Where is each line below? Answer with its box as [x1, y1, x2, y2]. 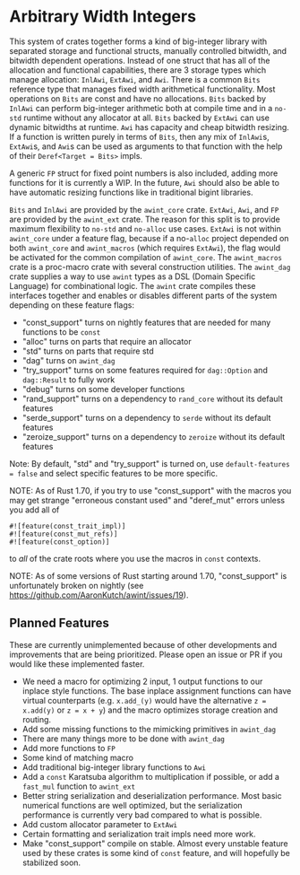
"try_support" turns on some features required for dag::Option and [21, 364, 269, 375]
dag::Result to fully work [21, 374, 116, 385]
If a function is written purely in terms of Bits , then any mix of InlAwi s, [9, 131, 270, 142]
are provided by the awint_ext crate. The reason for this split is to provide [9, 214, 280, 224]
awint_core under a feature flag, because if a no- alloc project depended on [9, 232, 289, 243]
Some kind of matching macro [21, 752, 134, 763]
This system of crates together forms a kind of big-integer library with [9, 36, 267, 47]
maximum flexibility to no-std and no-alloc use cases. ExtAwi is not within [9, 223, 282, 234]
